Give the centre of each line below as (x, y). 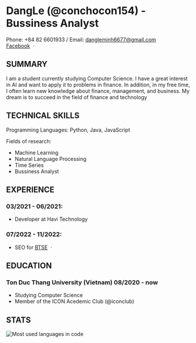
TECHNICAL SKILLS (43, 116)
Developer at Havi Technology (51, 219)
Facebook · (20, 46)
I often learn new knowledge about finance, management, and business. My (98, 91)
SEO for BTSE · (33, 247)
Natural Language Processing (50, 159)
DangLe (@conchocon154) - (76, 11)
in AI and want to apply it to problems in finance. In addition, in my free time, (98, 85)
